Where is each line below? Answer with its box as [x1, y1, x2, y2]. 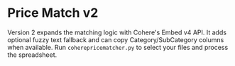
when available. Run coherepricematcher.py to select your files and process [7, 43, 229, 51]
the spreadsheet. [7, 51, 58, 59]
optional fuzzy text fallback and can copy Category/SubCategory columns [7, 35, 224, 44]
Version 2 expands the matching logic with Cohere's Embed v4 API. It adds [7, 28, 227, 37]
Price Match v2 [7, 5, 99, 21]
